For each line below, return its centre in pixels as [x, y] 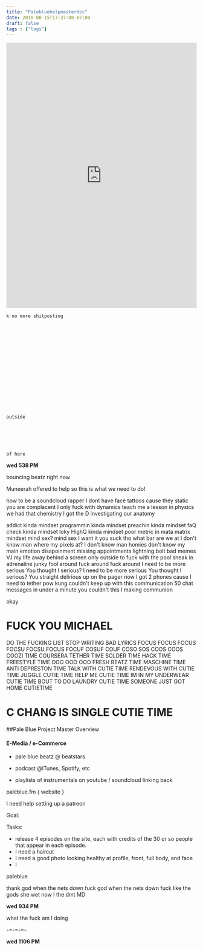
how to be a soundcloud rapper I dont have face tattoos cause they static [98, 500]
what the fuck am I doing [37, 918]
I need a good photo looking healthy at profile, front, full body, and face [104, 858]
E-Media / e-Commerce [36, 743]
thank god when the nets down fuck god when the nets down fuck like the [99, 888]
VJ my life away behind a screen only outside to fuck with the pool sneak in [100, 558]
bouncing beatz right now [38, 477]
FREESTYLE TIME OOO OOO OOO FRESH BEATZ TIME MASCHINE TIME [96, 662]
